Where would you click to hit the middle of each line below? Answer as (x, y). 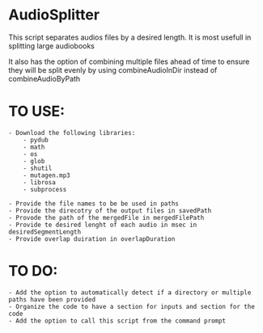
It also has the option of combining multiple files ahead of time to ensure (129, 61)
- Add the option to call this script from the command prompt (117, 321)
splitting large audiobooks (51, 45)
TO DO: (33, 271)
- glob (34, 161)
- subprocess (45, 189)
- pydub (36, 140)
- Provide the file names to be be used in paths (94, 204)
